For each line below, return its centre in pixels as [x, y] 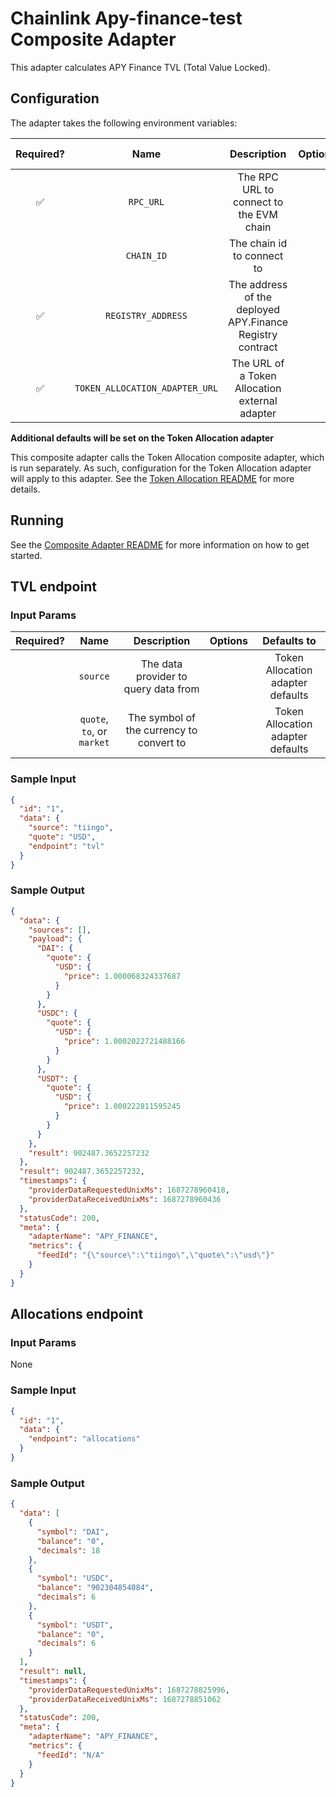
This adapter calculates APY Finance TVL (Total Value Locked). [140, 67]
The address [258, 284]
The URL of [258, 363]
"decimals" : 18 [68, 1550]
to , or [94, 732]
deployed [258, 309]
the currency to [161, 730]
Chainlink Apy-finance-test [126, 18]
